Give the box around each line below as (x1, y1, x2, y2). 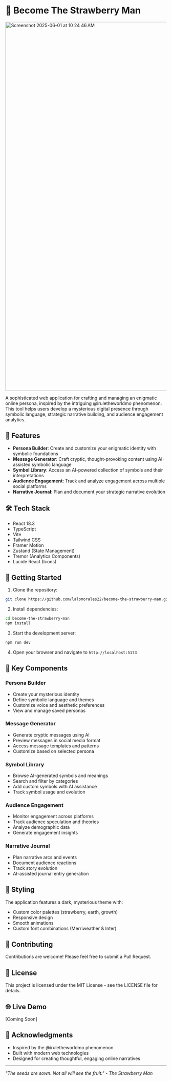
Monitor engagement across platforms (12, 813, 94, 820)
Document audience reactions (12, 860, 77, 866)
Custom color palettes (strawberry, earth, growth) (12, 909, 118, 915)
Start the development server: (12, 630, 76, 636)
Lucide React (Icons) (12, 558, 57, 564)
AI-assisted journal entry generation (12, 870, 89, 876)
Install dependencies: (12, 606, 58, 612)
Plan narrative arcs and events (12, 854, 77, 860)
